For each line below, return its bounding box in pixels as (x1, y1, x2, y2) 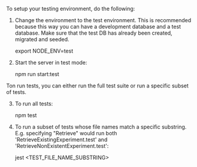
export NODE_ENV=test (14, 47, 74, 54)
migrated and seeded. (14, 36, 69, 42)
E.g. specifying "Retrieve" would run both (14, 130, 117, 136)
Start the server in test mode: (14, 59, 87, 66)
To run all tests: (14, 100, 53, 107)
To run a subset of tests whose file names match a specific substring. (14, 123, 187, 130)
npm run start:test (14, 71, 60, 77)
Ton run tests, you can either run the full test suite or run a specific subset (6, 82, 189, 89)
